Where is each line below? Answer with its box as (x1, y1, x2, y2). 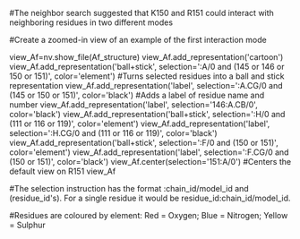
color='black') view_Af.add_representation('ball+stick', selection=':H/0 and (9, 109, 286, 119)
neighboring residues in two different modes (9, 17, 173, 28)
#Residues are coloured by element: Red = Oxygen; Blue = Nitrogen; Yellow (9, 210, 288, 220)
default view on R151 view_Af (9, 166, 116, 176)
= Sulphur (9, 219, 47, 230)
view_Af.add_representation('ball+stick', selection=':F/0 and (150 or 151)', (9, 138, 279, 148)
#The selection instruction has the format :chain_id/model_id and (9, 184, 249, 193)
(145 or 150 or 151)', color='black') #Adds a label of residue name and (9, 90, 265, 100)
